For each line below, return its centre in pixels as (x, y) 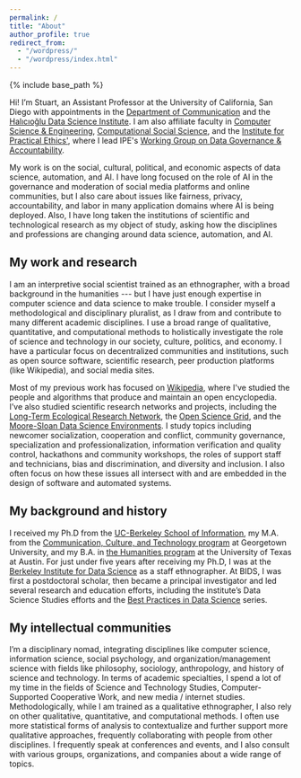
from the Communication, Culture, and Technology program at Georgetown (148, 542)
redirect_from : (38, 43)
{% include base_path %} (56, 85)
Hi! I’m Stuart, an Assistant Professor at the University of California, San (141, 102)
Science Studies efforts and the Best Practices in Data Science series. (138, 599)
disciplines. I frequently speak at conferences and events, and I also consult (149, 745)
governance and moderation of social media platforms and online (130, 186)
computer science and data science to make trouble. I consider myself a (142, 303)
